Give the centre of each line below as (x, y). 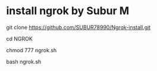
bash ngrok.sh (24, 62)
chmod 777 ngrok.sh (32, 50)
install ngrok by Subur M (68, 11)
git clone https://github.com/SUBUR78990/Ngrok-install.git (78, 27)
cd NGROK (19, 38)
